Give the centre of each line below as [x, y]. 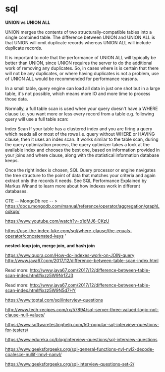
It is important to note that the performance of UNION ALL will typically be [81, 57]
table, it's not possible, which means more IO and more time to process [78, 93]
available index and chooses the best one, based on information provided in [82, 150]
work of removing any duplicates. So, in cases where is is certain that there [82, 68]
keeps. [12, 160]
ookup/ [12, 211]
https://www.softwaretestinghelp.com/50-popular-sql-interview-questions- [82, 324]
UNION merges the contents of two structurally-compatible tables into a [79, 32]
